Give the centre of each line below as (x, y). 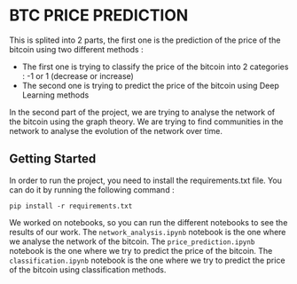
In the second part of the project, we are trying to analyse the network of (142, 112)
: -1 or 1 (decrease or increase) (78, 75)
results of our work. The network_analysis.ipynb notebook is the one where (148, 232)
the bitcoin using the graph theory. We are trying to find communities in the (146, 122)
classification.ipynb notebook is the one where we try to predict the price (147, 260)
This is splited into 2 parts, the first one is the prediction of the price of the (145, 40)
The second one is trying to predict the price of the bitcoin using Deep (150, 85)
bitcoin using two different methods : (76, 49)
